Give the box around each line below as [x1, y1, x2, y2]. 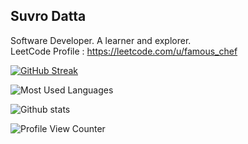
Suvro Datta [10, 8, 87, 25]
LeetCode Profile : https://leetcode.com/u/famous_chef [10, 45, 238, 57]
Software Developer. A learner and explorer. [10, 34, 192, 46]
